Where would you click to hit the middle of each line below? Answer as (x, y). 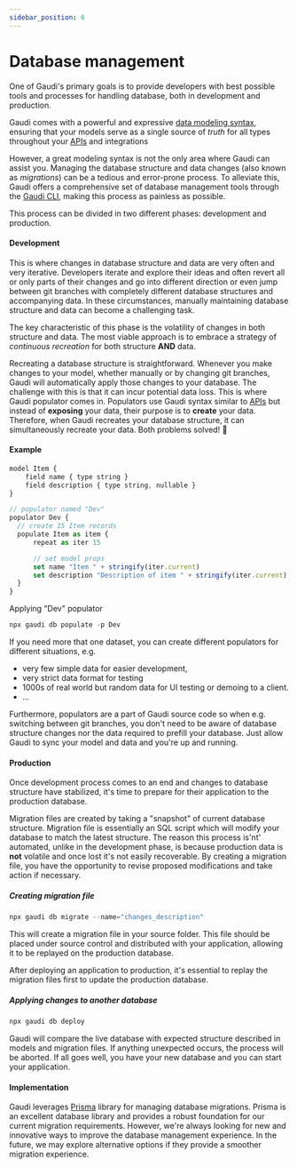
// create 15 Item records (67, 526)
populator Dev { (39, 518)
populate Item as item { (63, 534)
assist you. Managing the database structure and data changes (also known (148, 168)
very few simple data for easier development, (105, 668)
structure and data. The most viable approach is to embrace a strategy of (143, 336)
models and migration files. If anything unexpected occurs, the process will (146, 1048)
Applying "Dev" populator (56, 609)
